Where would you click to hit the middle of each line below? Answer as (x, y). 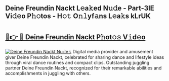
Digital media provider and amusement (113, 52)
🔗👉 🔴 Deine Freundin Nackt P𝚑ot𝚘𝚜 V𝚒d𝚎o (75, 37)
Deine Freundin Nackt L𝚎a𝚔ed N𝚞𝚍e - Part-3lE (80, 8)
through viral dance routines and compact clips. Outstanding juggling (77, 63)
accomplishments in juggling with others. (48, 73)
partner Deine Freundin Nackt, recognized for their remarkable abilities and (83, 68)
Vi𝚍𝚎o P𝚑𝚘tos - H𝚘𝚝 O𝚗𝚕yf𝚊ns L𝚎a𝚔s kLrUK (78, 16)
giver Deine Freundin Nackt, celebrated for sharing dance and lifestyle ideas (85, 57)
